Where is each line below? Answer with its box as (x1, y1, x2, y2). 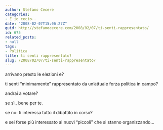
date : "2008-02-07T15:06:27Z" (5, 21, 68, 26)
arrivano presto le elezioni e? (5, 71, 64, 77)
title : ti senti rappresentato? (5, 53, 72, 58)
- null (5, 40, 19, 44)
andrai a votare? (5, 90, 38, 96)
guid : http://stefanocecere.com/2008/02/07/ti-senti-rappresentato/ (5, 26, 149, 31)
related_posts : (5, 35, 37, 40)
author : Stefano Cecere (5, 7, 54, 12)
